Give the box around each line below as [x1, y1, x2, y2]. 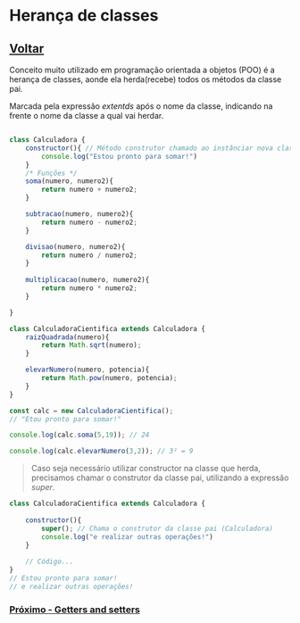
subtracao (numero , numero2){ [25, 210, 134, 219]
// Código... [25, 557, 74, 567]
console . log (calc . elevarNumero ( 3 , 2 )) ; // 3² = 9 [9, 447, 194, 456]
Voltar [9, 41, 45, 56]
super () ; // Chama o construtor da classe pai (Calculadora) [41, 524, 274, 533]
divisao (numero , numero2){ [25, 242, 126, 251]
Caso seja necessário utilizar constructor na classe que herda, [30, 463, 261, 474]
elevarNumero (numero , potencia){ [25, 365, 150, 375]
